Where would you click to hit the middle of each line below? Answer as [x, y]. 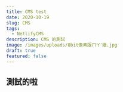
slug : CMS [19, 23]
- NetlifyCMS [28, 34]
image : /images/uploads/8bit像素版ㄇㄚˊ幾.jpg [62, 45]
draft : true [21, 51]
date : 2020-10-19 [28, 17]
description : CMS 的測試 [36, 39]
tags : [13, 28]
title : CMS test [26, 12]
